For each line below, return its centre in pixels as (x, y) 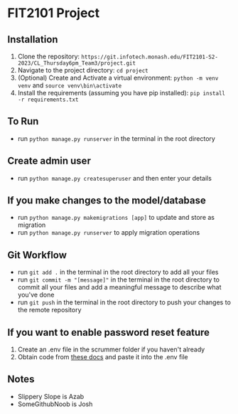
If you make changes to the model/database (107, 201)
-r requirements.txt (48, 100)
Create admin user (49, 161)
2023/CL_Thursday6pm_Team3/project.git (77, 63)
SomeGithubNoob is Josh (55, 404)
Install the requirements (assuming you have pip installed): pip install (121, 93)
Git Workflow (37, 255)
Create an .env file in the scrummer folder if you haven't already (111, 349)
